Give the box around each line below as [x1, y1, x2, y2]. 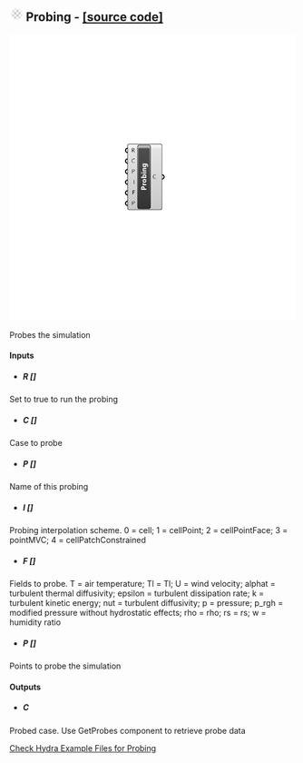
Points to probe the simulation [9, 660, 122, 671]
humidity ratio [9, 617, 62, 628]
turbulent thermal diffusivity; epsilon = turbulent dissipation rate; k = [9, 588, 265, 599]
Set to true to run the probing [9, 394, 118, 405]
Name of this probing [9, 481, 89, 492]
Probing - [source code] [25, 9, 163, 25]
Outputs [9, 681, 42, 692]
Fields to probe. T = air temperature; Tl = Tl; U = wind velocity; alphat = [9, 579, 277, 590]
